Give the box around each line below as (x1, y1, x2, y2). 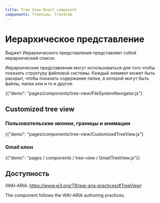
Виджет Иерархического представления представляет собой (5, 50, 137, 56)
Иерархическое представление (5, 33, 145, 45)
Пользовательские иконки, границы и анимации (5, 120, 131, 127)
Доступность (5, 169, 50, 178)
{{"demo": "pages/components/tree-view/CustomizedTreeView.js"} (5, 131, 144, 137)
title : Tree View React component (5, 7, 77, 12)
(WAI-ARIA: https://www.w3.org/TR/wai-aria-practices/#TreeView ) (5, 183, 142, 189)
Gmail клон (5, 144, 33, 151)
